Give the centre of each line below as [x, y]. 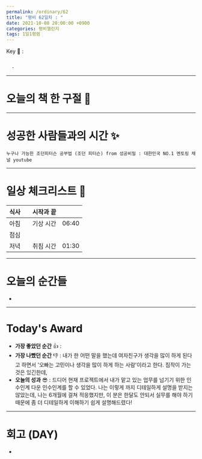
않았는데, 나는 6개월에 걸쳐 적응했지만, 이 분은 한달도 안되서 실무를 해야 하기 [104, 395]
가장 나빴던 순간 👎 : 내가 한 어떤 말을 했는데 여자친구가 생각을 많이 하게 [98, 355]
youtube [23, 160]
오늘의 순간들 [37, 282]
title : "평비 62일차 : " [35, 17]
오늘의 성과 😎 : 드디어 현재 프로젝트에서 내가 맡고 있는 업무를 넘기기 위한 [100, 380]
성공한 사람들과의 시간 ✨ [63, 136]
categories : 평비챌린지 [33, 29]
